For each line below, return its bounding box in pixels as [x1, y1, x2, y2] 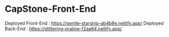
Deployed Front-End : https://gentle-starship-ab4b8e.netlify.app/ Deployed [5, 20, 164, 26]
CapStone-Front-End [5, 3, 96, 15]
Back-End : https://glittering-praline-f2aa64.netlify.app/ [5, 25, 122, 31]
